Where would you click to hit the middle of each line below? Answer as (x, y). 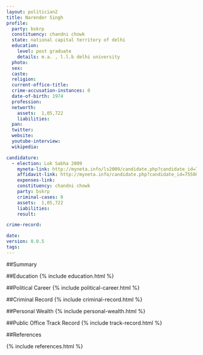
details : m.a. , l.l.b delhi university (69, 57)
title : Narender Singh (35, 18)
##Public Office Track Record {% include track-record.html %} (84, 323)
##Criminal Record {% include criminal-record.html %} (75, 299)
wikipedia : (25, 147)
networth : (24, 107)
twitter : (23, 130)
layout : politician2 (32, 12)
